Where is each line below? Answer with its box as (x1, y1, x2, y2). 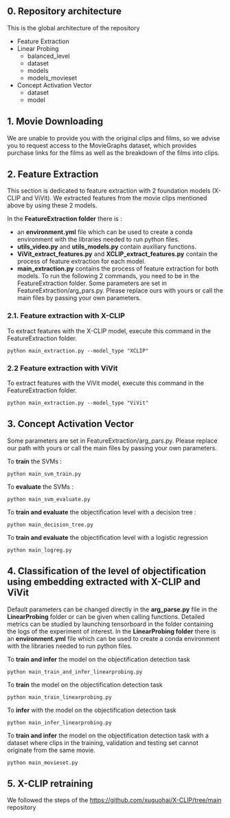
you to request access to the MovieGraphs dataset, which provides (7, 141, 197, 149)
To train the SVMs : (7, 457, 62, 465)
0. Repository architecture (7, 6, 122, 17)
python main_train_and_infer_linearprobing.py (7, 668, 143, 675)
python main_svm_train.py (7, 470, 81, 477)
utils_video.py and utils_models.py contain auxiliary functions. (16, 242, 197, 251)
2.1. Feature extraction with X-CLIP (7, 311, 126, 321)
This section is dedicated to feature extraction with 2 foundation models (7, 187, 211, 195)
